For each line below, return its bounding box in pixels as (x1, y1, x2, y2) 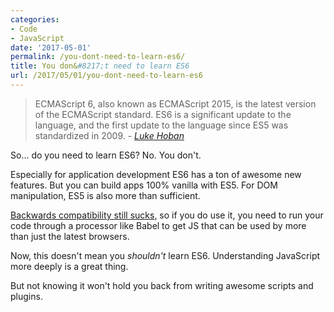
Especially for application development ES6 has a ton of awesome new (10, 168, 302, 180)
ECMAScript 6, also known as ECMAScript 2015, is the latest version (34, 97, 317, 110)
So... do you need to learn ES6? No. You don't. (10, 149, 202, 161)
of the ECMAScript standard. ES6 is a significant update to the (34, 108, 292, 120)
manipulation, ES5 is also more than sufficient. (10, 189, 201, 201)
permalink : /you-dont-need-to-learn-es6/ (10, 52, 186, 62)
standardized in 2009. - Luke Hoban (34, 129, 185, 141)
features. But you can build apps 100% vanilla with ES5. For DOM (10, 179, 278, 191)
